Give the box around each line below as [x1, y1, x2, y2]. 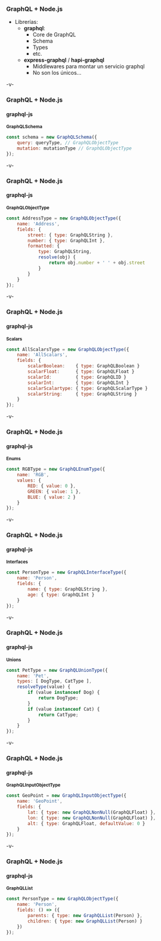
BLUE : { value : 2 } [27, 494, 76, 500]
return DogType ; [38, 695, 79, 701]
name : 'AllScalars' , [17, 352, 68, 358]
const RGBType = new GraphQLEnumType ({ [6, 466, 106, 473]
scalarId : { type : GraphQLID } [27, 374, 127, 380]
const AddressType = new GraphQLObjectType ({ [6, 215, 121, 221]
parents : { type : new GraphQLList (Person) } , [27, 913, 143, 919]
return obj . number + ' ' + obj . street [48, 260, 145, 266]
